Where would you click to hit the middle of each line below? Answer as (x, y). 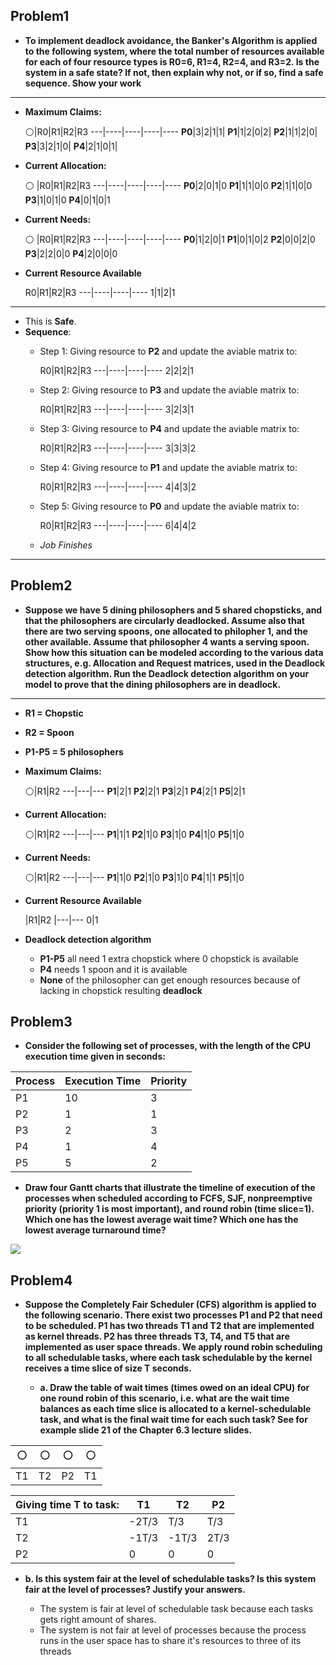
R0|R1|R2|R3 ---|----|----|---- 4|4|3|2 (118, 486)
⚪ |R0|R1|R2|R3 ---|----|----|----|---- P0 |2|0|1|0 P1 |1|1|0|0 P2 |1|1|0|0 (168, 185)
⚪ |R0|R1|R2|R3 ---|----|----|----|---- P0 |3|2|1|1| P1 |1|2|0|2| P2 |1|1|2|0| (171, 131)
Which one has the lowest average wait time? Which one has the (161, 1220)
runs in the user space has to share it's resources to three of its (170, 1641)
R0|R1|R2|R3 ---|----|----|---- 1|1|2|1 (100, 292)
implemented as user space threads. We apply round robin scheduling (173, 1347)
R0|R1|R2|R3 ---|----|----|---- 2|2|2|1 (117, 370)
